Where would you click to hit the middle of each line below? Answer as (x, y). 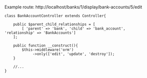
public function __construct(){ (46, 46)
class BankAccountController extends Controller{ (55, 16)
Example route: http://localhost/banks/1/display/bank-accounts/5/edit (73, 7)
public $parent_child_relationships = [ (54, 24)
